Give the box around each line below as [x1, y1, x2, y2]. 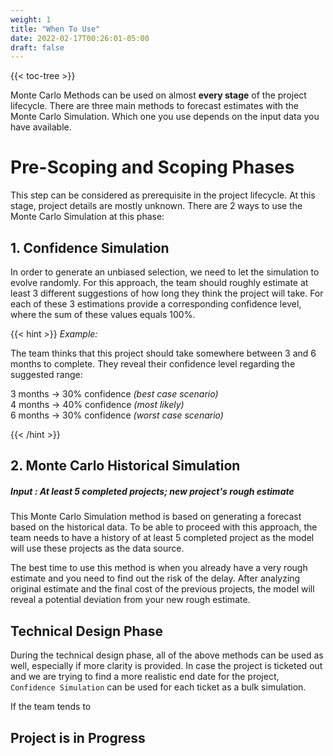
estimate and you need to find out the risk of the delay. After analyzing [10, 572, 301, 585]
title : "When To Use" [10, 24, 101, 34]
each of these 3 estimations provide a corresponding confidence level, [10, 298, 302, 310]
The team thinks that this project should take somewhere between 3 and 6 [10, 347, 317, 359]
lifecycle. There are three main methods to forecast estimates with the [10, 100, 299, 112]
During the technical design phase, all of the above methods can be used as [10, 649, 324, 661]
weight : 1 [10, 14, 52, 25]
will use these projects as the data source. [10, 542, 185, 555]
